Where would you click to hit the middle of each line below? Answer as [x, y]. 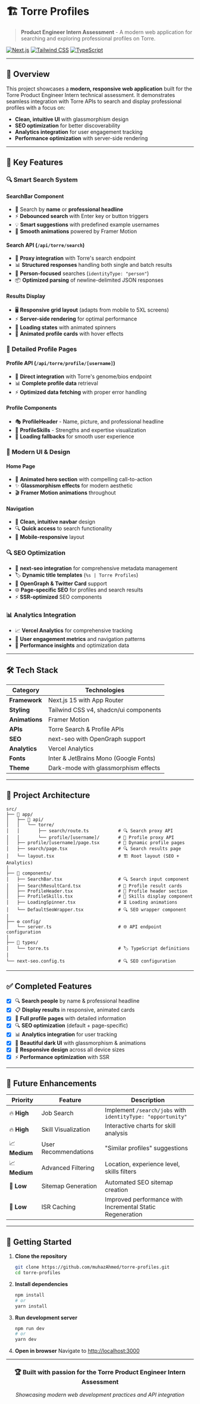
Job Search [57, 1113]
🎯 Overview [28, 74]
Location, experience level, [143, 1164]
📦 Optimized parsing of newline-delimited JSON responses [89, 280]
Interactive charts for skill [140, 1126]
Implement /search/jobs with [146, 1110]
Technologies [105, 690]
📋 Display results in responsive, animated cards [75, 1010]
